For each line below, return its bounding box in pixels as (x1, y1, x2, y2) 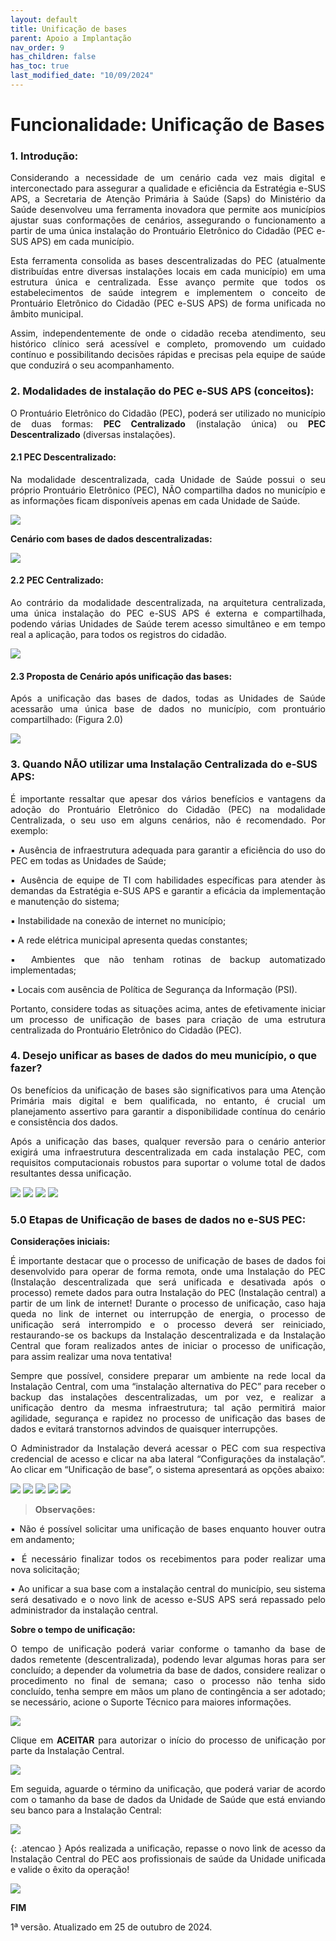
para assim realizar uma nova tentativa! (10, 1351, 173, 1363)
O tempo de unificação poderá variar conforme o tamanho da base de (10, 1643, 326, 1655)
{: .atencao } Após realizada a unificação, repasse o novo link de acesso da (10, 1842, 326, 1855)
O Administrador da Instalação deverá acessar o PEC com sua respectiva (10, 1442, 326, 1455)
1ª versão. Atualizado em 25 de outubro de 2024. (10, 1921, 213, 1933)
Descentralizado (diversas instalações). (10, 428, 176, 440)
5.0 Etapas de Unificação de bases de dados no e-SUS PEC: (10, 1212, 307, 1226)
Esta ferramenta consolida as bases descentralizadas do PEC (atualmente (10, 255, 326, 267)
